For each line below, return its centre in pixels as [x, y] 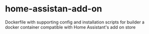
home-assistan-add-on [54, 9]
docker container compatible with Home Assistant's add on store [70, 27]
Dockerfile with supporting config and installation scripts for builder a [75, 22]
